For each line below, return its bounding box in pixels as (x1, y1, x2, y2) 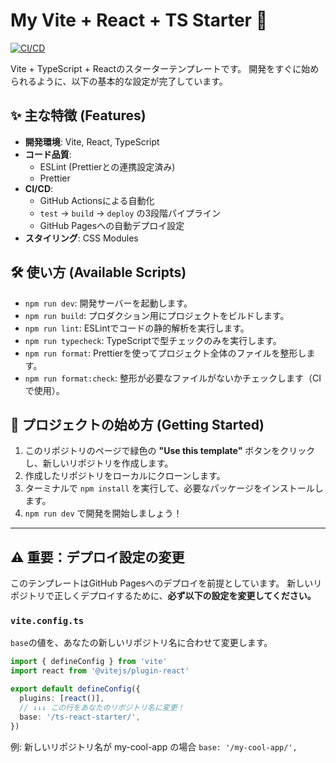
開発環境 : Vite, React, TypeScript (24, 135, 160, 148)
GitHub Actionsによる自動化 (39, 194, 155, 206)
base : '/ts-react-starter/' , (19, 712, 141, 722)
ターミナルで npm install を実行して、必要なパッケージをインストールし (24, 482, 324, 494)
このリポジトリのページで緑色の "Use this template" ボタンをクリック (24, 445, 316, 457)
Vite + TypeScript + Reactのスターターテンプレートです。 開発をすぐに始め (10, 62, 320, 74)
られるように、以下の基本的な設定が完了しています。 (10, 75, 228, 87)
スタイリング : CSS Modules (24, 232, 139, 244)
